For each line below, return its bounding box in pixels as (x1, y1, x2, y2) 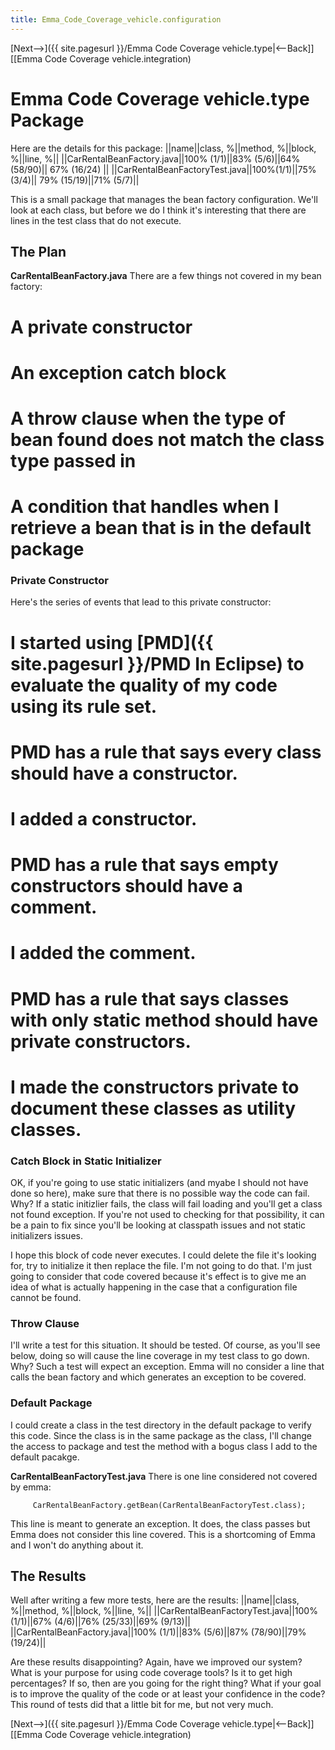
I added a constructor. (10, 807, 198, 830)
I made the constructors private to (10, 1076, 300, 1098)
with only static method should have (10, 1009, 319, 1031)
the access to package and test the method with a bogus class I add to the (10, 1440, 318, 1452)
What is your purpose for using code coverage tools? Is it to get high (10, 1667, 293, 1679)
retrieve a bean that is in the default (10, 517, 312, 540)
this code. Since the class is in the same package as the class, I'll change (10, 1429, 313, 1441)
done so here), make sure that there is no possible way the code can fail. (10, 1187, 310, 1200)
